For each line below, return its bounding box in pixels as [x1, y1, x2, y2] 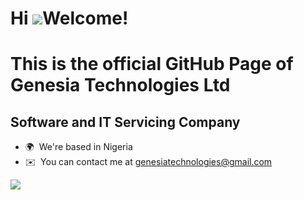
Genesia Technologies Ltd [10, 74, 231, 97]
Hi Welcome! [10, 7, 129, 30]
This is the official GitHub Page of [10, 53, 294, 76]
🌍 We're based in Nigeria [24, 141, 133, 153]
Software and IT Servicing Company [10, 113, 241, 131]
